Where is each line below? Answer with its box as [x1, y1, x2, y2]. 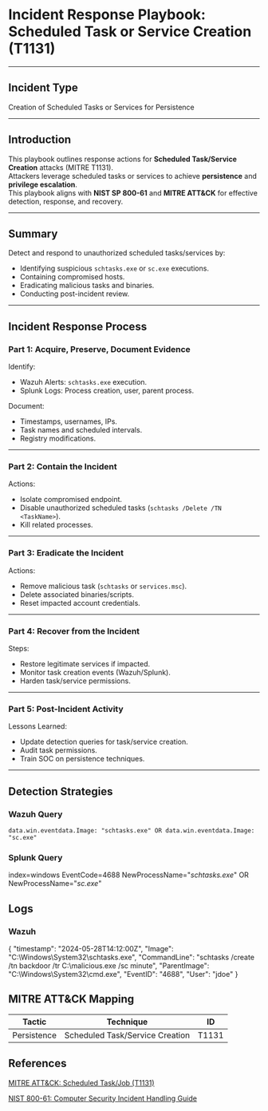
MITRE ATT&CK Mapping [8, 992, 135, 1006]
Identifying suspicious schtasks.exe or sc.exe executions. [19, 263, 210, 273]
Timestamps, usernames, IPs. [19, 417, 118, 426]
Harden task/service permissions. [19, 676, 132, 686]
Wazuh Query [8, 809, 63, 820]
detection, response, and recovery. [8, 196, 124, 206]
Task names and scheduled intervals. [19, 425, 143, 435]
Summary [8, 227, 58, 240]
